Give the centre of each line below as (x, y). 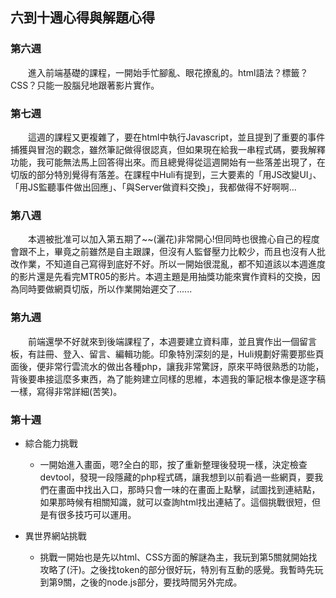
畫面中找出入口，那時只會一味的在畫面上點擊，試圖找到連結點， (189, 489)
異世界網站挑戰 (55, 535)
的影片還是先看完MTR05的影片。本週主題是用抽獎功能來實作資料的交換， (161, 277)
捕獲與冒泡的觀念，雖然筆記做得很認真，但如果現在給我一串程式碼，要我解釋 (168, 149)
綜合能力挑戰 (51, 443)
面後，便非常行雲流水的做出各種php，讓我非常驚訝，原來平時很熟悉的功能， (167, 366)
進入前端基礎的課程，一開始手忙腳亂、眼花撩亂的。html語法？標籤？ (168, 72)
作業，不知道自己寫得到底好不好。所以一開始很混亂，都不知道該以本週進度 (172, 264)
